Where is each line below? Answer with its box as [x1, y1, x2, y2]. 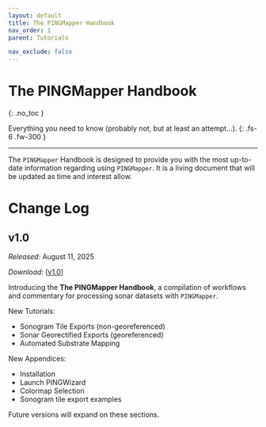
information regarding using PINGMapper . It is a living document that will [24, 163, 256, 173]
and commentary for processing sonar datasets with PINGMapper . [8, 291, 218, 301]
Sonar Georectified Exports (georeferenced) [19, 330, 164, 340]
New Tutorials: [8, 307, 55, 316]
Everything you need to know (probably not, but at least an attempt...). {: [8, 124, 245, 133]
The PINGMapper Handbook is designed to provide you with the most [8, 155, 229, 165]
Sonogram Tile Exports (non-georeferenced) [19, 322, 166, 331]
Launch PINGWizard [19, 378, 86, 387]
